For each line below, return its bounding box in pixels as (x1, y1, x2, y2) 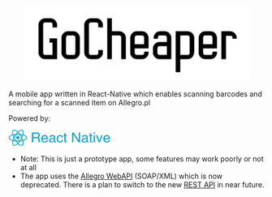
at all (19, 163, 37, 173)
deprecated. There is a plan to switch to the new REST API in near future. (19, 180, 266, 190)
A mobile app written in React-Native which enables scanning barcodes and (8, 88, 262, 99)
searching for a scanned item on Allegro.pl (8, 97, 151, 107)
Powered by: (8, 113, 51, 123)
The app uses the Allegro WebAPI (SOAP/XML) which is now (19, 171, 223, 181)
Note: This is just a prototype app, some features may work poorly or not (19, 154, 264, 164)
